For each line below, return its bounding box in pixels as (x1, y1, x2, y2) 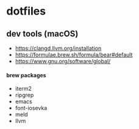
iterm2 (15, 85, 32, 92)
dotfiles (6, 4, 46, 18)
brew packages (6, 71, 47, 78)
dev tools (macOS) (6, 29, 79, 39)
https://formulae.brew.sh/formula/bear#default (15, 51, 133, 58)
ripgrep (15, 91, 34, 99)
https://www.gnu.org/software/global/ (15, 58, 111, 64)
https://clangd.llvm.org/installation (15, 44, 102, 52)
